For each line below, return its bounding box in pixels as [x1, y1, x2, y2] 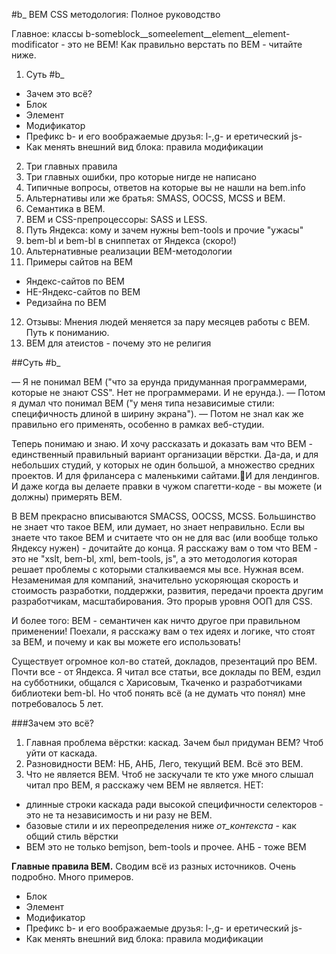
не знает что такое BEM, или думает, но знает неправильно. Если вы [11, 521, 306, 533]
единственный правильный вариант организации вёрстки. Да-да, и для [11, 449, 319, 460]
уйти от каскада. [25, 747, 98, 759]
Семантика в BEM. [25, 203, 106, 214]
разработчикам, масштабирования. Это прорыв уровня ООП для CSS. [11, 595, 313, 607]
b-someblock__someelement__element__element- [85, 28, 291, 39]
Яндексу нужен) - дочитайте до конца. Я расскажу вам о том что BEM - [11, 542, 318, 554]
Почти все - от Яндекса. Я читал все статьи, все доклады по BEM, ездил [11, 666, 321, 678]
